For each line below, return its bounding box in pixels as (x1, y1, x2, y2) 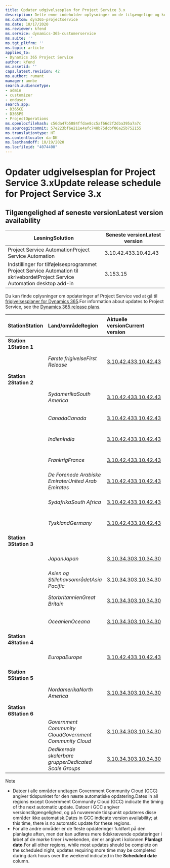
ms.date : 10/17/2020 (5, 21, 49, 27)
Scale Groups (48, 765, 80, 772)
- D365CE (5, 107, 24, 112)
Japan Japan (48, 555, 79, 562)
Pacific (48, 583, 65, 589)
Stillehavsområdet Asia (48, 576, 102, 583)
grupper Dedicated (48, 759, 92, 765)
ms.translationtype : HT (5, 130, 56, 135)
